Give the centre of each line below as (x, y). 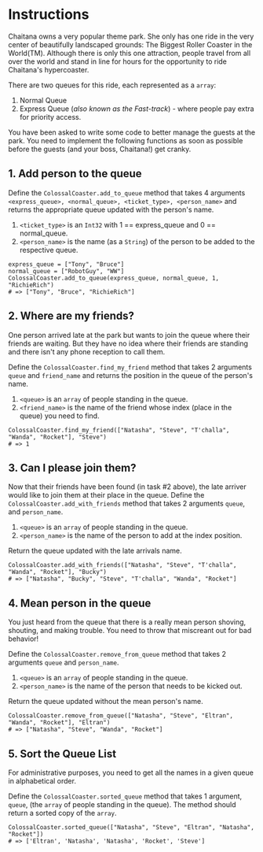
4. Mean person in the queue (80, 603)
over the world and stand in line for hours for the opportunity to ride (118, 61)
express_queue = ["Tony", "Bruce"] (66, 264)
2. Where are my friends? (71, 316)
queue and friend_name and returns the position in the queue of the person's (131, 375)
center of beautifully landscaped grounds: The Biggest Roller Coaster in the (130, 44)
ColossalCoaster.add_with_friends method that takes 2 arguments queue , (127, 504)
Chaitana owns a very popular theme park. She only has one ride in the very (131, 36)
